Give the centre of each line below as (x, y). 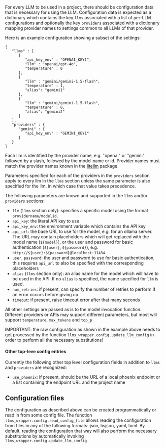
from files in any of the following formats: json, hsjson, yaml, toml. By (75, 426)
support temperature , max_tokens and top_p (49, 320)
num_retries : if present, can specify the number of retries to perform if (84, 289)
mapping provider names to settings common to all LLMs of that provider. (80, 28)
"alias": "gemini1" (45, 90)
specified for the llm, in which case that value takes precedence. (71, 186)
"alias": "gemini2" (45, 112)
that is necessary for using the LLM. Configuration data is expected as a (78, 12)
